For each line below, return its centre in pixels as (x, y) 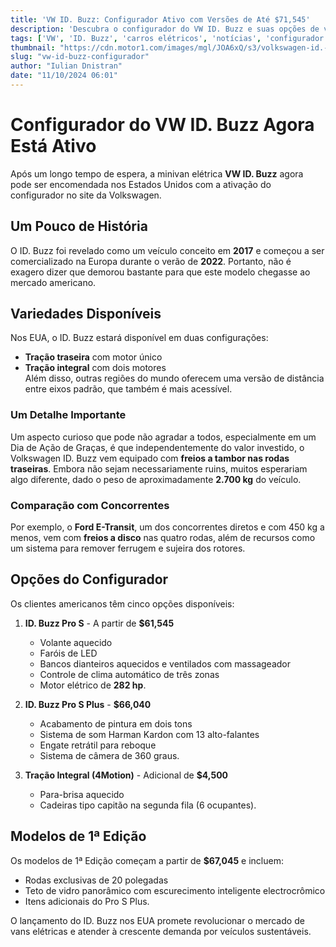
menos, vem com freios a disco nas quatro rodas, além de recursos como (163, 538)
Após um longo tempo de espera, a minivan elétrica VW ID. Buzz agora (157, 173)
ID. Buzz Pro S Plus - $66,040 (88, 704)
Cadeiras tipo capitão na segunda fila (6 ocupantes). (148, 805)
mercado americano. (53, 282)
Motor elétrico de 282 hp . (93, 685)
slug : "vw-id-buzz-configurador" (80, 57)
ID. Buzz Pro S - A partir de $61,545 (99, 623)
